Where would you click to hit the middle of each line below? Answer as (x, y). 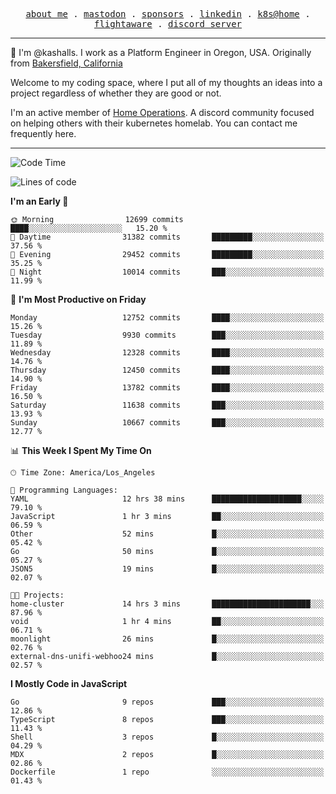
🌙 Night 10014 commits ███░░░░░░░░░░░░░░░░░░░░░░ (167, 272)
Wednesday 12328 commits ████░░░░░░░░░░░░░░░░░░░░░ (167, 353)
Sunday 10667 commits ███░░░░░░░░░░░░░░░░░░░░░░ (167, 423)
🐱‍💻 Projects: (37, 595)
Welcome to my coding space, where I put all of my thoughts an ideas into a (166, 82)
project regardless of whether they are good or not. (116, 93)
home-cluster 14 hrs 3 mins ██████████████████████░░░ (167, 604)
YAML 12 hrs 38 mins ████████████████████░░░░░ (167, 499)
